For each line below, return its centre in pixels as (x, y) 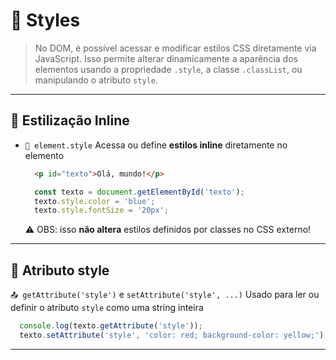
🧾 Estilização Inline (70, 120)
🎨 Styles (45, 20)
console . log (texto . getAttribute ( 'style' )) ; (111, 326)
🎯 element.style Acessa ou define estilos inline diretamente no (156, 145)
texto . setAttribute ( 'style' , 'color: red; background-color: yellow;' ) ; (174, 335)
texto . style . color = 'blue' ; (95, 201)
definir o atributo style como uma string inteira (107, 308)
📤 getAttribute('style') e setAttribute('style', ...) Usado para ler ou (165, 295)
